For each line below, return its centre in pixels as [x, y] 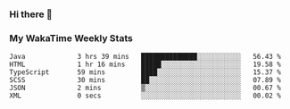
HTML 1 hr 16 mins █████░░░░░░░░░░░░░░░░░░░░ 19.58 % [145, 65]
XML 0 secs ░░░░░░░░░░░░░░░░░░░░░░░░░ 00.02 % [145, 96]
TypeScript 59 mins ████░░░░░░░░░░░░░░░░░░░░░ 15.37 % [145, 72]
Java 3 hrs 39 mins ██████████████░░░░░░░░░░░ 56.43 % [145, 57]
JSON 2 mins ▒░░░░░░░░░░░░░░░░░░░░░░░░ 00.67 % [145, 88]
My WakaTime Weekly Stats [71, 38]
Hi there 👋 [31, 14]
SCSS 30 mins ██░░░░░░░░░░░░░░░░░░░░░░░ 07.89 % [145, 80]
